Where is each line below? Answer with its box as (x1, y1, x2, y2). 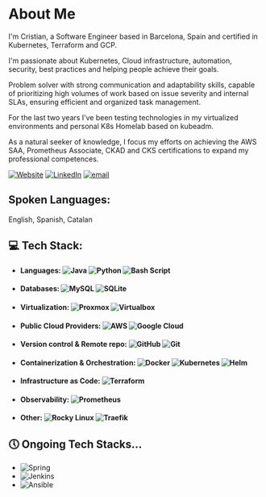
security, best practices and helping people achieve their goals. (8, 64, 219, 73)
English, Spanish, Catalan (8, 215, 93, 224)
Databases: (19, 284, 60, 294)
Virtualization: (19, 302, 70, 311)
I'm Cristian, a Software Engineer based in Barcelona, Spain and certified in (8, 31, 258, 41)
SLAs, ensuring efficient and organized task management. (8, 97, 202, 106)
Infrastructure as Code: (19, 376, 101, 386)
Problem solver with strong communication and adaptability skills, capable (8, 80, 256, 90)
